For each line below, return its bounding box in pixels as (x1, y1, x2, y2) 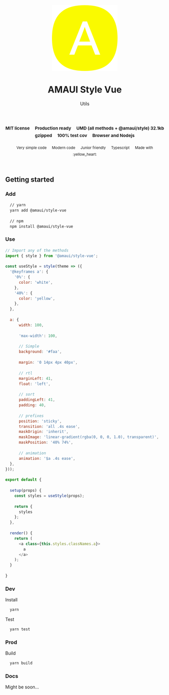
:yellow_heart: (72, 152, 97, 157)
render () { (10, 531, 33, 536)
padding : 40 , (18, 403, 46, 408)
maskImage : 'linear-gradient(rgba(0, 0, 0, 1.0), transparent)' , (18, 435, 159, 440)
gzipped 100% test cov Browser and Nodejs (35, 133, 135, 139)
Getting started (5, 175, 54, 184)
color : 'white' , (18, 280, 53, 285)
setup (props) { (10, 488, 42, 493)
